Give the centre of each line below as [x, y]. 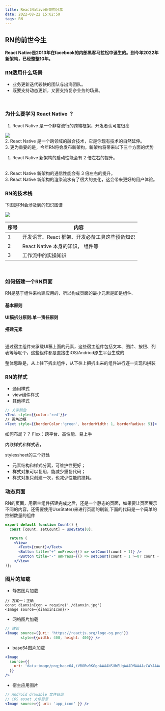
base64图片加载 [28, 648]
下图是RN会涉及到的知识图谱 [34, 205]
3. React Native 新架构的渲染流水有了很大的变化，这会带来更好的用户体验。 [81, 179]
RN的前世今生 [26, 40]
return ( [18, 538]
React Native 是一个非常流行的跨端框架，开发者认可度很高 [71, 125]
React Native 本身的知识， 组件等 [60, 246]
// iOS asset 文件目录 [27, 699]
